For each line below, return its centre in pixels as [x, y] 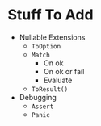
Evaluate [58, 80]
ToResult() [50, 89]
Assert [42, 107]
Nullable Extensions [52, 37]
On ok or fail [64, 71]
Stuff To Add [50, 15]
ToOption [46, 46]
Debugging [38, 97]
